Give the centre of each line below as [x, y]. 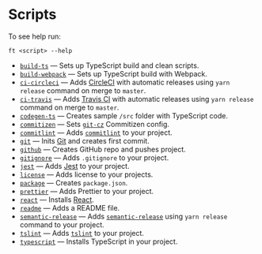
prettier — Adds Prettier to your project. [87, 191]
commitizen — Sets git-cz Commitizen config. [95, 124]
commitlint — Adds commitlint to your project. [96, 133]
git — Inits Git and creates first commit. [85, 140]
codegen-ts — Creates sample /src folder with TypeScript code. [123, 115]
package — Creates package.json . [74, 182]
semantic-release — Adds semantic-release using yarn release [123, 216]
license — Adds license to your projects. [86, 174]
